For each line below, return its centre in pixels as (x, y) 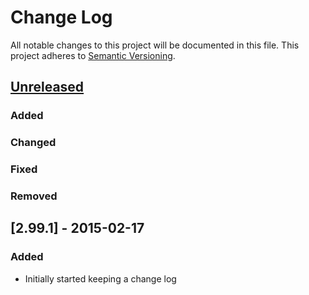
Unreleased (47, 87)
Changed (33, 143)
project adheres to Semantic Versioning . (93, 55)
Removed (34, 196)
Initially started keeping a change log (100, 278)
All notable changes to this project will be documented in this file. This (155, 45)
